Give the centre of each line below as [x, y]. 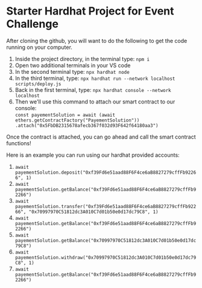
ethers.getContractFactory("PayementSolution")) [77, 120]
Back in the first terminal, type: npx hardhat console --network [93, 90]
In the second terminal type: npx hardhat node [72, 71]
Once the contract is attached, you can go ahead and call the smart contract [101, 137]
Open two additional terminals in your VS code [73, 65]
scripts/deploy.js [38, 84]
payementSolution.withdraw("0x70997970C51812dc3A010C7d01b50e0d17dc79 [106, 257]
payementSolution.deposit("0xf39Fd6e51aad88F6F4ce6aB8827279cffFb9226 [106, 172]
